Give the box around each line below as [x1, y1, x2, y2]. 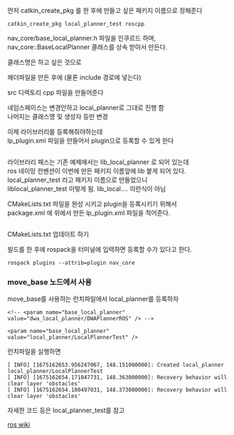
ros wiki [7, 420, 31, 429]
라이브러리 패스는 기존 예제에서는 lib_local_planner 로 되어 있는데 [7, 158, 190, 166]
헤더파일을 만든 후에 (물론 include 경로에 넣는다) [7, 73, 142, 81]
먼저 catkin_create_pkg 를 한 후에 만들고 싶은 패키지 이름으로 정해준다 [7, 6, 203, 14]
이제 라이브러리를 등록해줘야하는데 [7, 128, 103, 135]
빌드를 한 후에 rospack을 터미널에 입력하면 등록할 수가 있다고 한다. [7, 245, 192, 253]
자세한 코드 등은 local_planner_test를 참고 [7, 406, 125, 415]
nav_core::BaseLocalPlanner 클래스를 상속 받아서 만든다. [7, 43, 168, 51]
